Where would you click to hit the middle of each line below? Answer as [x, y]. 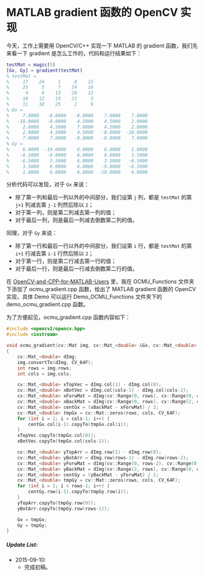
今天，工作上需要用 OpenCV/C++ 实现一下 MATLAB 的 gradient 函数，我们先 [102, 46]
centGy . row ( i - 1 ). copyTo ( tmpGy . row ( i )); [79, 492]
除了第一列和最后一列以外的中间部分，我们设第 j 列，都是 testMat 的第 [104, 197]
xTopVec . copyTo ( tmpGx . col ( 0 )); [57, 436]
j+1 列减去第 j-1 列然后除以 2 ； [54, 205]
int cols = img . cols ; [44, 374]
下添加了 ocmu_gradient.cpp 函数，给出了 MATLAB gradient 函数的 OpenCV [101, 289]
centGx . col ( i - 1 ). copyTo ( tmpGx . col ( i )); [79, 424]
